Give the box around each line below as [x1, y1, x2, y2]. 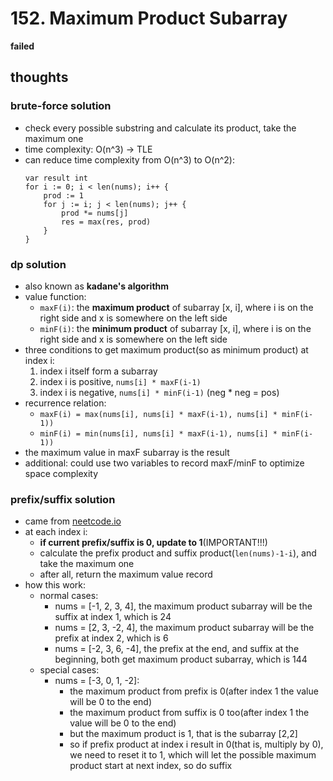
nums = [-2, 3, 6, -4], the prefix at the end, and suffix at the [54, 643, 300, 655]
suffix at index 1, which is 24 [54, 611, 172, 623]
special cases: [39, 664, 100, 676]
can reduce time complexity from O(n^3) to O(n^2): [24, 153, 235, 166]
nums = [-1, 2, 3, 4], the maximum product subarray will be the [54, 600, 313, 612]
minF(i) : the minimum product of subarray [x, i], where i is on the [39, 322, 312, 334]
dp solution [10, 257, 67, 271]
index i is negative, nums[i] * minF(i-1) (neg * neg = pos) [39, 386, 280, 398]
